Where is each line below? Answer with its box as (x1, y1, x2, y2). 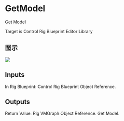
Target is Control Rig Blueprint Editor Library (5, 28, 93, 34)
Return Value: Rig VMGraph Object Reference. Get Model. (5, 110, 120, 117)
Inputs (5, 71, 25, 79)
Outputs (5, 98, 30, 106)
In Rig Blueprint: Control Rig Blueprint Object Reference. (5, 84, 116, 89)
